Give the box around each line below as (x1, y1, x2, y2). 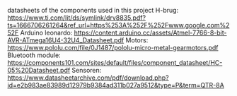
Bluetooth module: (7, 51, 62, 59)
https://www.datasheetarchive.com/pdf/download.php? (7, 73, 169, 82)
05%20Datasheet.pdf (7, 66, 71, 74)
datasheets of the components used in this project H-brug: (7, 6, 179, 14)
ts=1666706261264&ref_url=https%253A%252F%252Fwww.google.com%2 (7, 21, 230, 29)
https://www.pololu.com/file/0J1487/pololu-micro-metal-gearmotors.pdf (7, 44, 219, 52)
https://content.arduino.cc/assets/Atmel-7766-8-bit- (74, 28, 227, 37)
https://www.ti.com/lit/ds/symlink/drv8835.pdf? (7, 13, 146, 22)
